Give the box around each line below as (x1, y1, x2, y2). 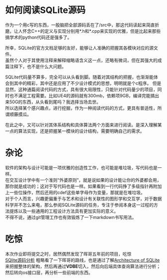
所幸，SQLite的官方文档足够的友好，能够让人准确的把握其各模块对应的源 (5, 45, 154, 51)
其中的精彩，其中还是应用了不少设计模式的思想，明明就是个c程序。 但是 (13, 80, 162, 86)
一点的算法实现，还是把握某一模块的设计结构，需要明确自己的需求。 (5, 128, 145, 134)
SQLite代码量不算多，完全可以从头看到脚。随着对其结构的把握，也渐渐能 (5, 74, 154, 80)
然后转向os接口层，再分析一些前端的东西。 (5, 269, 93, 276)
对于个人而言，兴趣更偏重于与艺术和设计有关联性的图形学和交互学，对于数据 (5, 196, 162, 202)
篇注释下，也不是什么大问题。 (5, 63, 66, 70)
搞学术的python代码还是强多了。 (5, 34, 72, 40)
